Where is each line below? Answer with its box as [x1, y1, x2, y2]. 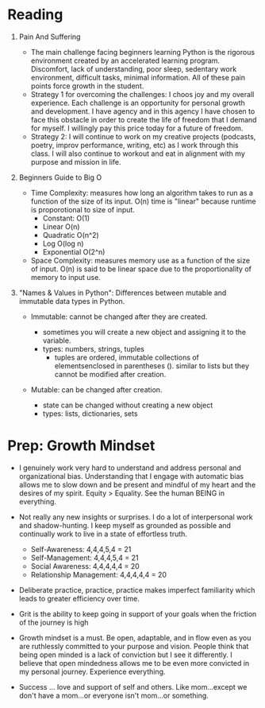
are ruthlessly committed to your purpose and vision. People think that [18, 641, 249, 651]
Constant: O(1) [42, 213, 90, 223]
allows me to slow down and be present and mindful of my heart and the [18, 480, 256, 489]
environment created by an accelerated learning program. [30, 56, 220, 65]
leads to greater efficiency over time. [18, 593, 140, 603]
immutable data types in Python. [18, 296, 125, 305]
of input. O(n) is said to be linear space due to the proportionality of [30, 264, 252, 274]
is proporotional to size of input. [30, 204, 136, 214]
